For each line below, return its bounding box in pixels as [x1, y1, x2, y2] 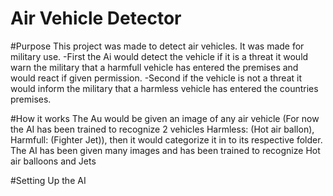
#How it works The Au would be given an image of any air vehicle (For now [10, 112, 320, 124]
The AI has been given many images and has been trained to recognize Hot [10, 144, 321, 156]
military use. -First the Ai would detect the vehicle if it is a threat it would [10, 50, 309, 62]
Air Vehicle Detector [10, 7, 182, 30]
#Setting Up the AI [10, 174, 87, 186]
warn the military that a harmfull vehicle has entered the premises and [10, 61, 299, 73]
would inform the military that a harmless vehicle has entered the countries [10, 82, 319, 94]
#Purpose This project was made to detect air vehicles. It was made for [10, 40, 305, 52]
